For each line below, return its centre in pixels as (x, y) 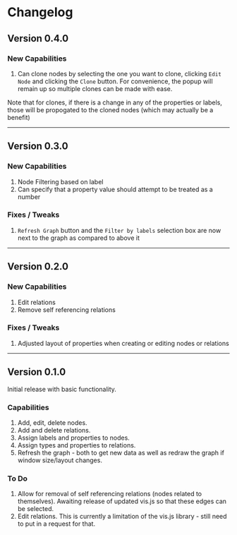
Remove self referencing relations (67, 309)
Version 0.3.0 (38, 146)
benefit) (19, 117)
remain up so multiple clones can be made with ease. (95, 88)
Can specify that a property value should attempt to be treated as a (115, 189)
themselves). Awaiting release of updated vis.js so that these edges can (122, 501)
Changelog (40, 12)
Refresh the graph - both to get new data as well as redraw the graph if (121, 452)
